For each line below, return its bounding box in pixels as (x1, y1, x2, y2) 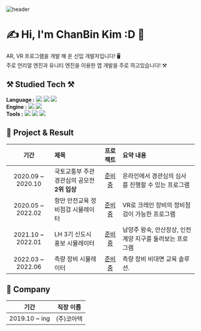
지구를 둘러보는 (135, 234, 176, 242)
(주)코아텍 (56, 315, 83, 323)
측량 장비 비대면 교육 (122, 254, 178, 263)
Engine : (6, 103, 27, 110)
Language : (6, 96, 35, 103)
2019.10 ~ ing (9, 314, 50, 323)
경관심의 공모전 (54, 176, 95, 184)
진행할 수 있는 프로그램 (129, 180, 190, 189)
